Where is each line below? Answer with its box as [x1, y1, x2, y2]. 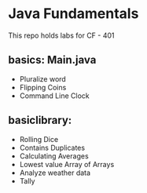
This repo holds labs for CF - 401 [8, 31, 116, 40]
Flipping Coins [19, 82, 67, 92]
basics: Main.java [8, 53, 97, 67]
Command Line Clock [19, 91, 90, 100]
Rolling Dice [19, 134, 59, 144]
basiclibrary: [8, 114, 72, 127]
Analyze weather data [19, 168, 91, 177]
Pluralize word [19, 74, 67, 83]
